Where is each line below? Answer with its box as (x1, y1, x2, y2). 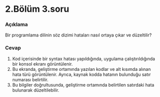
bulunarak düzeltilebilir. (12, 87, 60, 93)
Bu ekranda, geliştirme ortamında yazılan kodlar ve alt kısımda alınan (12, 66, 151, 72)
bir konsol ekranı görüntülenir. (12, 61, 73, 67)
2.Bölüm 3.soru (5, 3, 70, 15)
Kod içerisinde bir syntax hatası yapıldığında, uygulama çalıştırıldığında (12, 56, 156, 62)
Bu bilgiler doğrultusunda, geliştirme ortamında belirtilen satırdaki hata (12, 82, 155, 88)
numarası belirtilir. (12, 76, 49, 82)
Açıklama (5, 21, 28, 28)
